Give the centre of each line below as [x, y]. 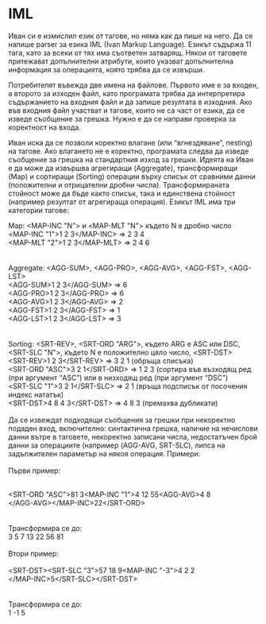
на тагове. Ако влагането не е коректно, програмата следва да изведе [129, 151]
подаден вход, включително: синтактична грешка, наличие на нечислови [133, 428]
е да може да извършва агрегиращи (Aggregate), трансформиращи [123, 168]
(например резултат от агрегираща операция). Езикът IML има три [122, 202]
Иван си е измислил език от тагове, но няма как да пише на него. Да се [131, 36]
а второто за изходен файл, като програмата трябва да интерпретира [127, 93]
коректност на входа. [44, 127]
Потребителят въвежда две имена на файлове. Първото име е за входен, [133, 85]
